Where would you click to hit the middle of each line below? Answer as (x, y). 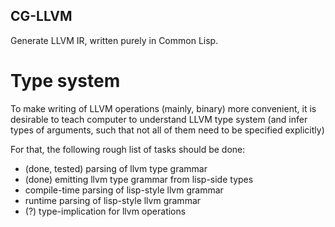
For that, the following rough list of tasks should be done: (128, 149)
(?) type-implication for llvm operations (105, 211)
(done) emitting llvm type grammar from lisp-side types (139, 179)
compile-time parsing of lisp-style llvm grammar (124, 190)
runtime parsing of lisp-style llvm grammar (113, 200)
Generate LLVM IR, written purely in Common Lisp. (114, 40)
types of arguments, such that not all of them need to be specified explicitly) (167, 130)
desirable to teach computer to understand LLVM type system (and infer (159, 119)
